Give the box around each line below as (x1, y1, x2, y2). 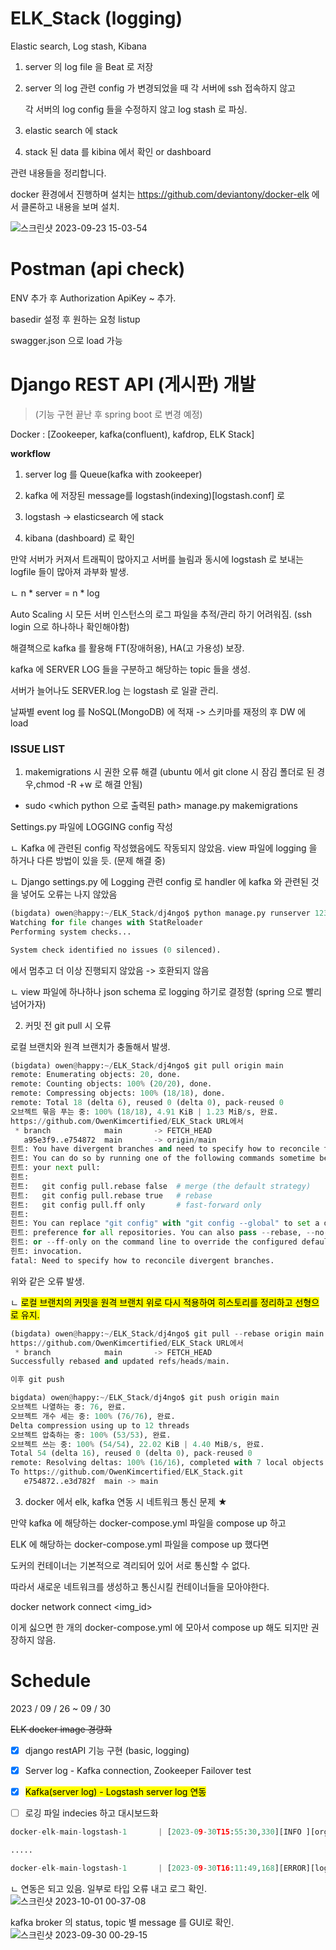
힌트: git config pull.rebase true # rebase (10, 1190, 213, 1201)
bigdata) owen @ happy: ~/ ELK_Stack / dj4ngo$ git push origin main (10, 1393, 280, 1403)
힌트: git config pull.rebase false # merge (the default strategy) (10, 1181, 312, 1191)
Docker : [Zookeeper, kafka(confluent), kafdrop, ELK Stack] (10, 428, 255, 440)
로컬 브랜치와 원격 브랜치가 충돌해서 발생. (10, 1040, 171, 1052)
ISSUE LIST (10, 742, 66, 756)
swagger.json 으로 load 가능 (10, 334, 123, 346)
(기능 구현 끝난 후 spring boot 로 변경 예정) (34, 408, 203, 420)
